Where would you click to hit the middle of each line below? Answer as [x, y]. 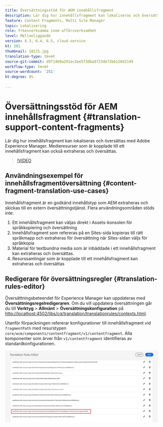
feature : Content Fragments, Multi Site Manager [55, 20]
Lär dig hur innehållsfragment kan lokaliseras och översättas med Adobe [78, 140]
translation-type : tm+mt [30, 56]
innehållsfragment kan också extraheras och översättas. [61, 151]
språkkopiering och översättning [44, 227]
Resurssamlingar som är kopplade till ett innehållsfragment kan [75, 258]
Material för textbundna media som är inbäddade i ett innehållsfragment [84, 248]
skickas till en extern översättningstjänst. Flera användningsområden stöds [80, 208]
